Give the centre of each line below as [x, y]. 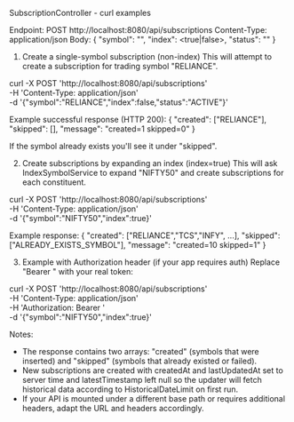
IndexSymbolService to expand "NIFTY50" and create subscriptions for [153, 173]
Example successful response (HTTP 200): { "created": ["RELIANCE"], [138, 119]
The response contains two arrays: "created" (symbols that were [140, 351]
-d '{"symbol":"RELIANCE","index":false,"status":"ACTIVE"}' [119, 102]
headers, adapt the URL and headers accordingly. [113, 408]
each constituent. [54, 182]
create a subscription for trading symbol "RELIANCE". [120, 66]
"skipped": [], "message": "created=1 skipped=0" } [102, 129]
